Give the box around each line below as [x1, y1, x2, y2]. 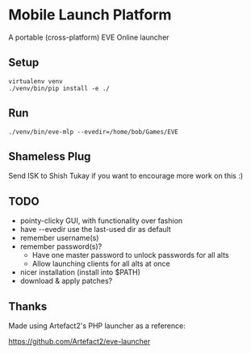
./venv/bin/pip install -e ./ [8, 84, 111, 92]
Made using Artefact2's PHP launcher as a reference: [8, 321, 186, 331]
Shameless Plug [8, 150, 91, 163]
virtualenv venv [8, 77, 63, 86]
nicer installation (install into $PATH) [19, 268, 141, 277]
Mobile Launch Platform [8, 6, 172, 24]
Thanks [8, 299, 48, 313]
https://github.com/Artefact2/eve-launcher [8, 337, 151, 346]
